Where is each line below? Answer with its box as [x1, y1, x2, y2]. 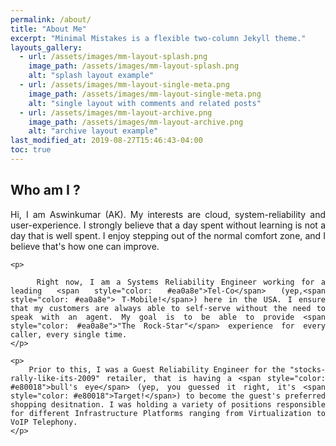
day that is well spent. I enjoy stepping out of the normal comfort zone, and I [10, 229, 326, 241]
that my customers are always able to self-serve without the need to [10, 303, 326, 313]
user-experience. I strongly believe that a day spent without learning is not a [10, 219, 326, 231]
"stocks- [289, 364, 326, 375]
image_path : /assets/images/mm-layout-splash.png [28, 61, 240, 71]
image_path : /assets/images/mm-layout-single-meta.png [28, 89, 262, 99]
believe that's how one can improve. [10, 240, 160, 252]
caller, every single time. [10, 329, 128, 340]
